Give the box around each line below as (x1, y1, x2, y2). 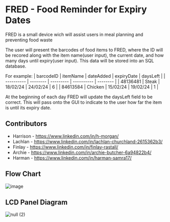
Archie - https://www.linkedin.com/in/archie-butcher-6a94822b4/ (12, 149, 152, 156)
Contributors (5, 119, 47, 128)
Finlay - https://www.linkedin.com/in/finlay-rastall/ (12, 144, 118, 150)
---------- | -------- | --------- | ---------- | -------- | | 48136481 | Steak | (5, 78, 160, 84)
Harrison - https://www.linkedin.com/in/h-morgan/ (12, 133, 119, 139)
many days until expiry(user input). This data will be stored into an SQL (5, 57, 154, 63)
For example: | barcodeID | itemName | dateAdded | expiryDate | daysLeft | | (5, 73, 166, 79)
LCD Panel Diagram (5, 198, 68, 207)
